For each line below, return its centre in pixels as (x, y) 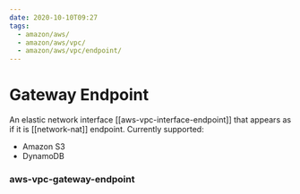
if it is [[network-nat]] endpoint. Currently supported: (107, 130)
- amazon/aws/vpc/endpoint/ (70, 51)
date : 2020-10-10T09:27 (54, 17)
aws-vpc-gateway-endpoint (72, 179)
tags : (19, 26)
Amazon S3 (43, 147)
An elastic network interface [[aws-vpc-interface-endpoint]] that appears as (150, 120)
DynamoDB (43, 156)
